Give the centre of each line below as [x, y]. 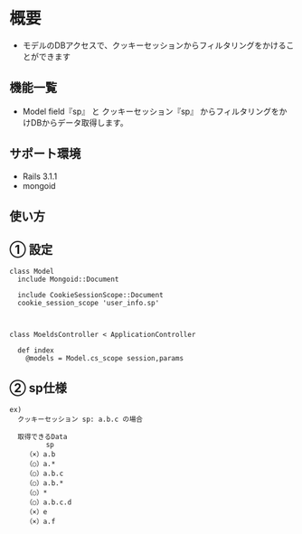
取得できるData [42, 436]
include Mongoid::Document [68, 279]
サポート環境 [45, 154]
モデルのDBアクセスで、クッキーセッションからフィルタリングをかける [154, 45]
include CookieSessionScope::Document [91, 295]
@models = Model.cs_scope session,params [104, 358]
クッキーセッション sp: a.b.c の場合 [80, 419]
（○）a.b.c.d [49, 502]
